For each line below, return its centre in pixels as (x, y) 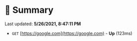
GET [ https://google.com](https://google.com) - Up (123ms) (72, 33)
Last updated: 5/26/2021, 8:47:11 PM (43, 24)
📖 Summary (29, 10)
